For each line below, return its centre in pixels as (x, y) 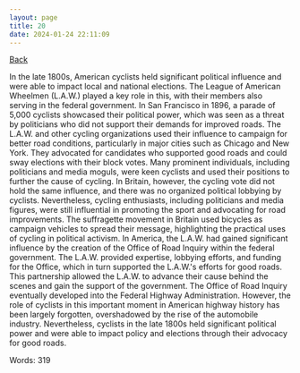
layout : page (34, 17)
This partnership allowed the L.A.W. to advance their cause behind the (139, 276)
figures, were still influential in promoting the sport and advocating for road (148, 210)
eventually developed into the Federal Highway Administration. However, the (150, 295)
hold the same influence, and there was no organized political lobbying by (146, 191)
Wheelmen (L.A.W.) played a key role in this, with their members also (136, 96)
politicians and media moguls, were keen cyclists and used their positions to (150, 172)
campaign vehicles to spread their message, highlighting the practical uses (148, 229)
